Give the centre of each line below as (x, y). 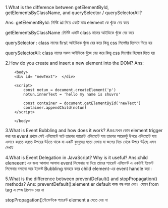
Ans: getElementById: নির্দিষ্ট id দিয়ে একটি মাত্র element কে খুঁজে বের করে (67, 23)
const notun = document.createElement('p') (70, 90)
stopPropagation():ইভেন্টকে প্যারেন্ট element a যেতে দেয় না (57, 200)
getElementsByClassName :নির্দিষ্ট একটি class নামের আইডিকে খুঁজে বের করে (70, 33)
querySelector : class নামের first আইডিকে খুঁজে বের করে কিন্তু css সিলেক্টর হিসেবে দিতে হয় (79, 43)
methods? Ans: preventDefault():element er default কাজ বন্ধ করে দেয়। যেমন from (82, 184)
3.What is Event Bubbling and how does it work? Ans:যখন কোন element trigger (84, 130)
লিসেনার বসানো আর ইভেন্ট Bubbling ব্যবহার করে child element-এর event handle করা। (79, 169)
